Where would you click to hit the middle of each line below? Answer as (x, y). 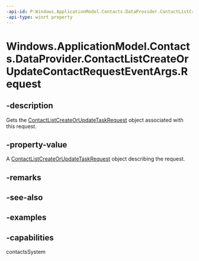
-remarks (24, 177)
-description (30, 106)
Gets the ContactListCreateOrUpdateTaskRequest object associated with (95, 120)
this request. (21, 126)
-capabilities (30, 238)
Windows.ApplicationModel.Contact (98, 46)
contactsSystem (26, 252)
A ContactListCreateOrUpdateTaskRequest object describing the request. (96, 159)
